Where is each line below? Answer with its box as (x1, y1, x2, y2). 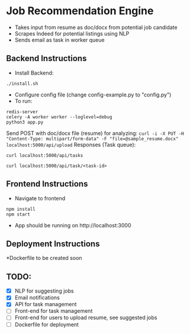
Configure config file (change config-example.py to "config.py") (14, 91, 172, 98)
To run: (14, 97, 33, 104)
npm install (6, 206, 36, 212)
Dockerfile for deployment (14, 321, 79, 328)
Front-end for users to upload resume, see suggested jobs (14, 314, 157, 321)
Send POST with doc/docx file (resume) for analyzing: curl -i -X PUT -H (6, 129, 185, 137)
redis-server (6, 108, 38, 115)
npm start (6, 211, 31, 217)
